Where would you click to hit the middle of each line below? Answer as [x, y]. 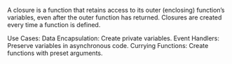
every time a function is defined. [54, 25]
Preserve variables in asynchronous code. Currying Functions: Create [108, 46]
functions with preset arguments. [55, 53]
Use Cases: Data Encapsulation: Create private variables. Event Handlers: [113, 38]
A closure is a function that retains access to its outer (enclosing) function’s [116, 10]
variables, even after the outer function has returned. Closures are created [115, 17]
